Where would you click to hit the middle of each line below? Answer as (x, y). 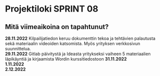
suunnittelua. (18, 49)
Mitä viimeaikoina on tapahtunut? (57, 27)
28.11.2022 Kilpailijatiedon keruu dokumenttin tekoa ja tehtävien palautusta (80, 38)
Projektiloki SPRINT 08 (52, 9)
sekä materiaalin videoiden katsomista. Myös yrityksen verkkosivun (73, 44)
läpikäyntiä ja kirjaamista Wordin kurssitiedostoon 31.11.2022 (66, 59)
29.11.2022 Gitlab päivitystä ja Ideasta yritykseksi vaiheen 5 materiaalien (78, 54)
